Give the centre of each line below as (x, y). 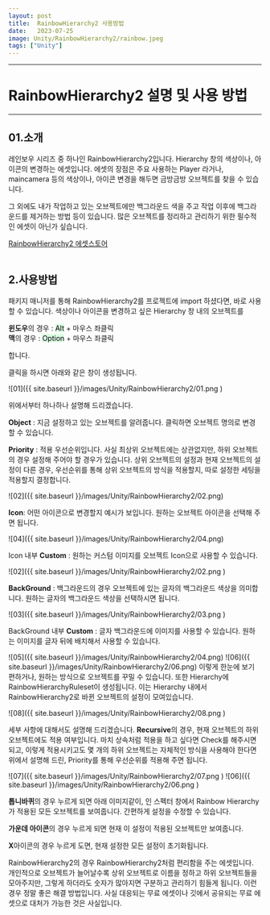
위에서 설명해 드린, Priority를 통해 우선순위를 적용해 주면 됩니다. (108, 759)
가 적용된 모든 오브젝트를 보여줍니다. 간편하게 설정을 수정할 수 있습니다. (120, 811)
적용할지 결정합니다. (39, 480)
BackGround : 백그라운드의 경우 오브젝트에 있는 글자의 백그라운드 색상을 (123, 588)
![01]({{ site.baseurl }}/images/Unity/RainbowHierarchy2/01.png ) (116, 389)
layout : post (30, 16)
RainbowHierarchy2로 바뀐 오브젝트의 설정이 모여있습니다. (101, 697)
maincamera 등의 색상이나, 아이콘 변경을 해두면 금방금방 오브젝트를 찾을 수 (126, 179)
